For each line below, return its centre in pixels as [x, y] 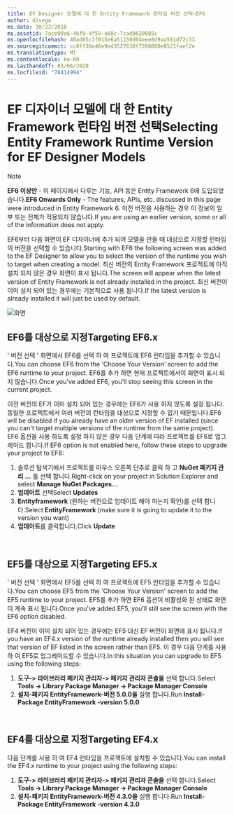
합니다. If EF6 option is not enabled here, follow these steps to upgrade [126, 445]
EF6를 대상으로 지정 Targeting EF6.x [83, 337]
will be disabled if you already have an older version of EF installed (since [113, 420]
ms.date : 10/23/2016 [37, 27]
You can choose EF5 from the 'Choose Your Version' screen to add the [116, 591]
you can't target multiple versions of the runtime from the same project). [111, 428]
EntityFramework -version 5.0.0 [92, 702]
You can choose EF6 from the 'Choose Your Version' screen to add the [116, 364]
